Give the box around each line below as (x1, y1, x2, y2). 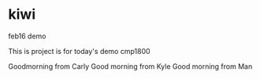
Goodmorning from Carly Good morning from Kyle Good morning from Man (8, 61, 253, 71)
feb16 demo (8, 31, 46, 41)
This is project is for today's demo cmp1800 (8, 46, 151, 56)
